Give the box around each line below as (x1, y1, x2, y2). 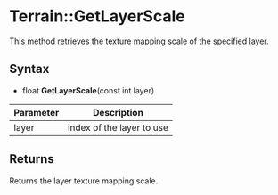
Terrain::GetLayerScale (9, 6, 185, 27)
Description (92, 106, 144, 118)
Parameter (13, 106, 60, 118)
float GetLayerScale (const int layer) (21, 85, 155, 95)
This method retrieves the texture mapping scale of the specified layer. (9, 36, 269, 46)
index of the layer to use (67, 121, 169, 134)
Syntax (9, 61, 50, 77)
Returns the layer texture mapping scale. (9, 175, 159, 186)
